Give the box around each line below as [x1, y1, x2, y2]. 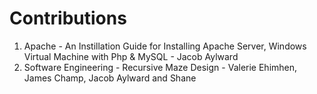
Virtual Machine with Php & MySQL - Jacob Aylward [23, 50, 239, 62]
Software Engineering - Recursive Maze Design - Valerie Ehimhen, [23, 61, 298, 73]
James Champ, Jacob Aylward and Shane [23, 72, 197, 84]
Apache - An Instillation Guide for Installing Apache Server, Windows [23, 40, 307, 52]
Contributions [9, 7, 127, 30]
